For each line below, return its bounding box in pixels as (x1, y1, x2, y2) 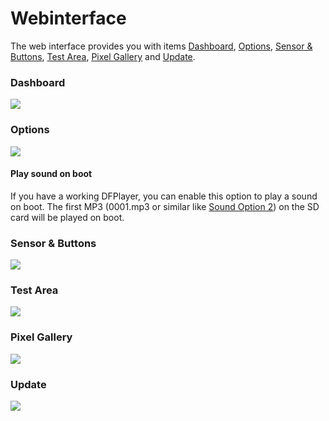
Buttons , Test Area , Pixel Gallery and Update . (10, 50, 196, 62)
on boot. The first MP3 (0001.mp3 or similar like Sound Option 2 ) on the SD (10, 200, 320, 212)
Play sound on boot (10, 168, 93, 180)
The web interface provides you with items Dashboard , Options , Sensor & (10, 40, 313, 52)
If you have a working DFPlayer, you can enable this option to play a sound (10, 190, 318, 202)
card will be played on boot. (10, 211, 125, 223)
